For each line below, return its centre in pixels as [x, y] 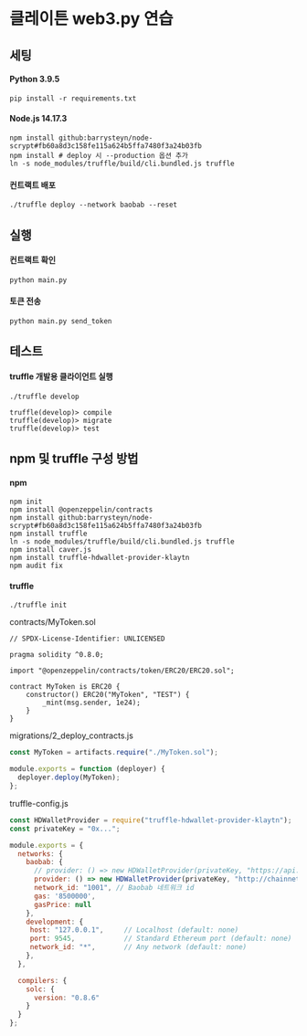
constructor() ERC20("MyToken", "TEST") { [108, 695]
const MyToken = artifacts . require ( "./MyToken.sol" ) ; [114, 753]
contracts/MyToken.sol [53, 622]
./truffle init [38, 605]
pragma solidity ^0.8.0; [57, 655]
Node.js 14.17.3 [38, 119]
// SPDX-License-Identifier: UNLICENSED [88, 639]
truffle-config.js [39, 803]
